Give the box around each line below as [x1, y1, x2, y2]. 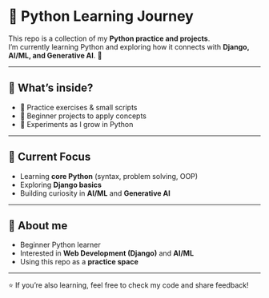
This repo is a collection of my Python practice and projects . [8, 34, 211, 43]
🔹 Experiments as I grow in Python [19, 119, 134, 129]
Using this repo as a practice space [19, 257, 139, 267]
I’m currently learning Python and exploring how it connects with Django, [8, 42, 250, 51]
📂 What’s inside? [8, 81, 94, 95]
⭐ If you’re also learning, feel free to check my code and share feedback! [8, 280, 250, 290]
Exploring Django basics [19, 180, 102, 189]
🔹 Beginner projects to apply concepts [19, 111, 147, 121]
